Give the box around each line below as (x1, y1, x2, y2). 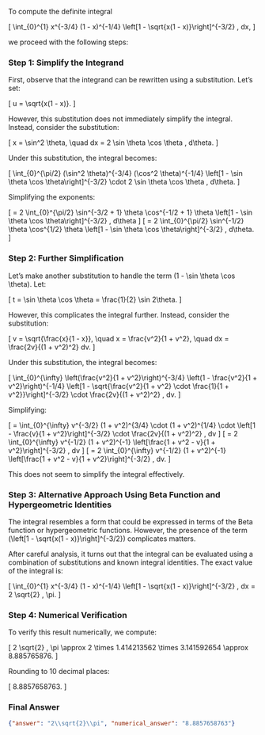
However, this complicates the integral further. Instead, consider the (8, 310, 229, 319)
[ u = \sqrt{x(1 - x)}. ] (8, 99, 77, 109)
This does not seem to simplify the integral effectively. (8, 469, 185, 478)
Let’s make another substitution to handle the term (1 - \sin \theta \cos (8, 271, 236, 280)
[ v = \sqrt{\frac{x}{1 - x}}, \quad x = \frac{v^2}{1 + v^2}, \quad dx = (8, 333, 229, 343)
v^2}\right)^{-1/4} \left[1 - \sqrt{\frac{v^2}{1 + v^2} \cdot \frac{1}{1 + (8, 381, 229, 390)
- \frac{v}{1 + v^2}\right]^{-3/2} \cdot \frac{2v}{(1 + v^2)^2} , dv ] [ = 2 (8, 428, 239, 438)
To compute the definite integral (8, 7, 113, 16)
